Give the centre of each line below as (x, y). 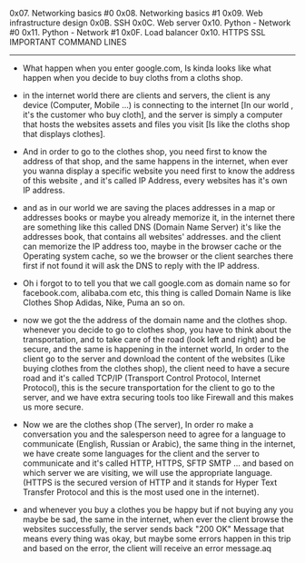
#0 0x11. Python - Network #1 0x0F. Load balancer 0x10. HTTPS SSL (138, 32)
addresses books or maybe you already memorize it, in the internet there (158, 217)
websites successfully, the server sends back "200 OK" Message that (153, 529)
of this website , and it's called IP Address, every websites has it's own (155, 180)
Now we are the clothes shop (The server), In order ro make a (138, 425)
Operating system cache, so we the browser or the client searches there (157, 256)
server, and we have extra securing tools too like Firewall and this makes (158, 397)
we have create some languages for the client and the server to (141, 454)
